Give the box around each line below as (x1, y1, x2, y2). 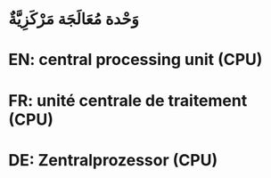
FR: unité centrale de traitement (8, 90, 248, 110)
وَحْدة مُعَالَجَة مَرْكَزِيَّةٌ (8, 9, 140, 29)
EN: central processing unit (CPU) (8, 50, 263, 70)
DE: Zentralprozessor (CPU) (8, 150, 218, 170)
